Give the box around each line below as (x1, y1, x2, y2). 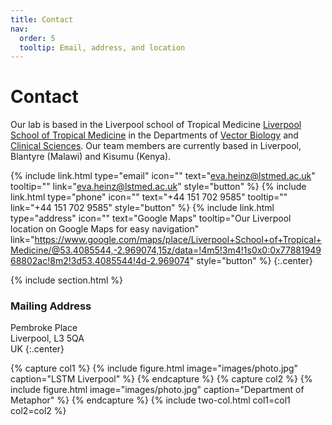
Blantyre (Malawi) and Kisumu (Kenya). (10, 151, 172, 163)
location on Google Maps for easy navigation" (10, 223, 200, 235)
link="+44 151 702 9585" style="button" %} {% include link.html (10, 202, 275, 214)
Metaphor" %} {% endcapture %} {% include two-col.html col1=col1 (10, 394, 291, 406)
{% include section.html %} (10, 274, 124, 286)
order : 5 (19, 33, 56, 43)
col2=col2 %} (10, 405, 67, 417)
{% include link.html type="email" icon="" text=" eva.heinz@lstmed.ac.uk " (10, 170, 316, 182)
